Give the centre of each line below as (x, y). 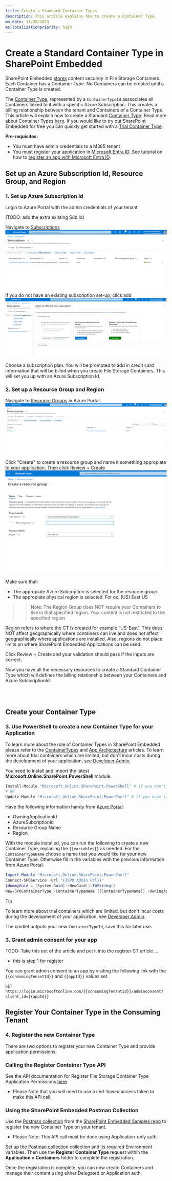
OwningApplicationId (35, 817)
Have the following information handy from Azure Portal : (65, 807)
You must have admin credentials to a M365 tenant (66, 146)
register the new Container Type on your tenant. (56, 1127)
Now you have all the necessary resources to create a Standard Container (83, 669)
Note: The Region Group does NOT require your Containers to (96, 607)
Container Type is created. (33, 89)
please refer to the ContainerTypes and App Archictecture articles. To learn (84, 749)
